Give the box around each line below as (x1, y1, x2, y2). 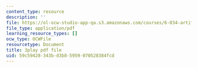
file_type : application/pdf (6, 25, 75, 31)
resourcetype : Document (6, 42, 65, 48)
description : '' (6, 14, 46, 20)
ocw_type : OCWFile (6, 36, 51, 42)
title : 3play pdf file (6, 47, 62, 53)
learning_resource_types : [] (6, 31, 78, 37)
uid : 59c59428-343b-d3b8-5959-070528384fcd (6, 53, 115, 59)
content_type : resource (6, 8, 65, 15)
